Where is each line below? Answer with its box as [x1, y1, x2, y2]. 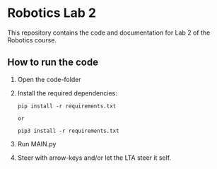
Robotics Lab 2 [7, 5, 97, 21]
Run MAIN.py [17, 139, 57, 148]
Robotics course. [7, 35, 57, 44]
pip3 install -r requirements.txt [17, 127, 119, 134]
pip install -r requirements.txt [17, 103, 117, 110]
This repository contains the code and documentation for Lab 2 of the [7, 28, 211, 37]
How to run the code [7, 57, 99, 69]
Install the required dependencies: [17, 88, 118, 97]
